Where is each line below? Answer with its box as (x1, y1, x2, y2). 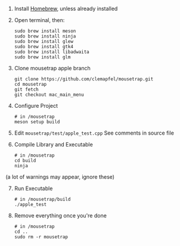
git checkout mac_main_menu (14, 92, 84, 98)
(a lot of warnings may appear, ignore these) (5, 173, 114, 180)
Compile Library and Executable (14, 141, 93, 148)
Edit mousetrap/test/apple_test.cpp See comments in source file (14, 129, 174, 136)
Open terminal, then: (14, 17, 65, 23)
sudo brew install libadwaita (14, 49, 90, 55)
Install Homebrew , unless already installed (14, 5, 118, 12)
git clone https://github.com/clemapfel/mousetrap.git (14, 76, 154, 82)
